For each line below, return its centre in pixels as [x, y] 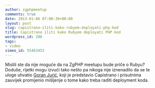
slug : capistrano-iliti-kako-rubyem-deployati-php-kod [62, 28]
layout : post [18, 23]
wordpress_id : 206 [24, 37]
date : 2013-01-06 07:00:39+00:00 [39, 19]
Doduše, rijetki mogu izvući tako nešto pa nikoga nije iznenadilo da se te [77, 69]
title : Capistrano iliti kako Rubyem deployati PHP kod [63, 32]
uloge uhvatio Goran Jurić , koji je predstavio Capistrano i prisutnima [73, 75]
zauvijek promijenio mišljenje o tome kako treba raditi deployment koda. [77, 80]
